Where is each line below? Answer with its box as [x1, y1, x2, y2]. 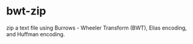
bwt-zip [6, 4, 46, 18]
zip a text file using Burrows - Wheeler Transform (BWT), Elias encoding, [6, 24, 187, 31]
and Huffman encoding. [6, 30, 65, 37]
